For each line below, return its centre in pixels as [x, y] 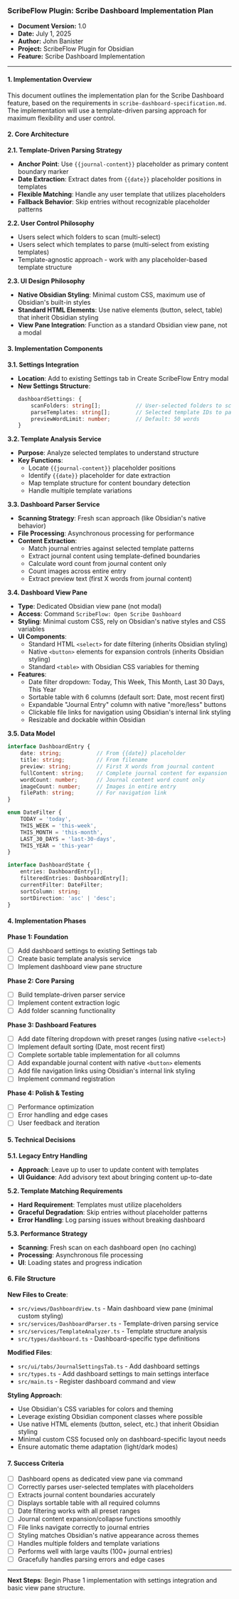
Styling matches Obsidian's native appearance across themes [108, 1535]
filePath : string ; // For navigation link [94, 793]
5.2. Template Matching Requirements [65, 1190]
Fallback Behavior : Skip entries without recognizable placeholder [114, 201]
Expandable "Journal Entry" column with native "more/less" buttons [127, 705]
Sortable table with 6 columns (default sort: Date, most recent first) [127, 697]
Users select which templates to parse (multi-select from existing [113, 244]
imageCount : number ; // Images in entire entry [98, 786]
